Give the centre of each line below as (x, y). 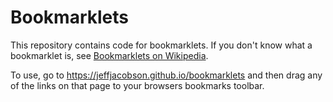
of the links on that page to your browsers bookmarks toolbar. (137, 85)
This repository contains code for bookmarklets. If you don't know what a (161, 45)
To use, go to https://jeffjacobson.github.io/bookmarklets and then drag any (166, 75)
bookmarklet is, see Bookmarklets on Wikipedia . (109, 55)
